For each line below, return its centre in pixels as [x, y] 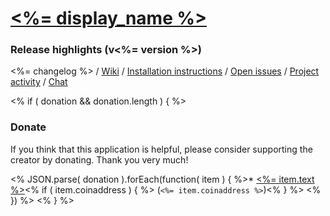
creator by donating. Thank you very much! [99, 159]
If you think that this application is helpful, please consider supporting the [161, 149]
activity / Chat [39, 82]
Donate [28, 127]
